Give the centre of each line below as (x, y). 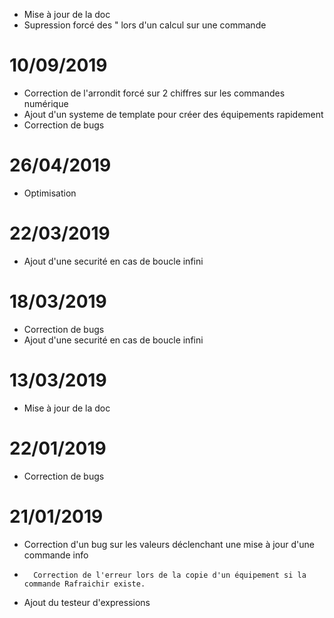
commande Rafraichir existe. (84, 584)
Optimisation (50, 193)
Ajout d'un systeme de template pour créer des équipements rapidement (173, 114)
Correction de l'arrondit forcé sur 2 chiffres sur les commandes (154, 93)
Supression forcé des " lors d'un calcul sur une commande (145, 25)
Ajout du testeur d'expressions (87, 602)
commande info (56, 555)
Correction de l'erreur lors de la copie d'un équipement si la (170, 575)
